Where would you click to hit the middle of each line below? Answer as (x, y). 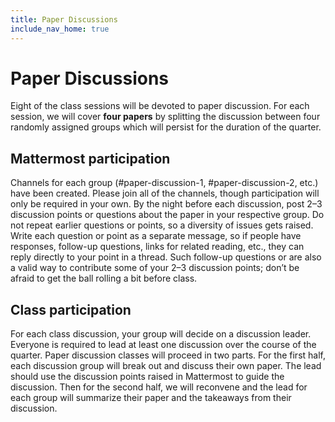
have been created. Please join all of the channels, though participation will (165, 193)
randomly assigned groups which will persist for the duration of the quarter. (166, 127)
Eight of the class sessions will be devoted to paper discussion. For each (160, 106)
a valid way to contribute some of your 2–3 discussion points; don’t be (155, 268)
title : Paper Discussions (64, 19)
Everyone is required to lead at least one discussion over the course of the (163, 345)
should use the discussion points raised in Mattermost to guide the (147, 377)
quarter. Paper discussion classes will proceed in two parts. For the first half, (168, 355)
